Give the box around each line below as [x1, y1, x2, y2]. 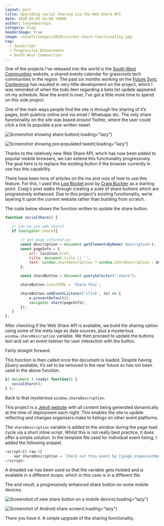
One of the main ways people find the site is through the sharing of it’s [5, 106, 146, 112]
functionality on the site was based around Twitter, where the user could [5, 117, 151, 123]
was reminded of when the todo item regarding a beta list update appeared [5, 86, 156, 93]
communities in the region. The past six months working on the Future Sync [5, 76, 157, 82]
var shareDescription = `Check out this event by [14, 454, 117, 459]
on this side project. [5, 97, 45, 103]
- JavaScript [9, 43, 36, 48]
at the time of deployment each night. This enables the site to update [5, 409, 144, 415]
